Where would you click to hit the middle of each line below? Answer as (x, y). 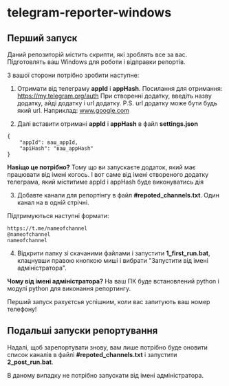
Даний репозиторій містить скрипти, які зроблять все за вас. (97, 54)
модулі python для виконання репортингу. (69, 288)
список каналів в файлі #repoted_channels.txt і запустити (92, 354)
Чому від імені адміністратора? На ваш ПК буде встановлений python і (113, 281)
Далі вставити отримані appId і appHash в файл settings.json (107, 124)
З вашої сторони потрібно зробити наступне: (73, 75)
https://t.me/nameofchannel (47, 228)
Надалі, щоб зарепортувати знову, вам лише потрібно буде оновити (107, 347)
